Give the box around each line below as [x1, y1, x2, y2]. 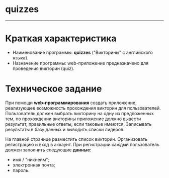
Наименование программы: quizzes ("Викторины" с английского [12, 49, 153, 55]
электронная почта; [12, 162, 55, 168]
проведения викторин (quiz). [12, 65, 74, 71]
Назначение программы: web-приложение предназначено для [12, 60, 149, 66]
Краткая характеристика [5, 33, 117, 44]
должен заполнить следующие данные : [5, 147, 92, 153]
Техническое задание [5, 83, 102, 95]
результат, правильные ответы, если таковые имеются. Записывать [5, 121, 152, 127]
